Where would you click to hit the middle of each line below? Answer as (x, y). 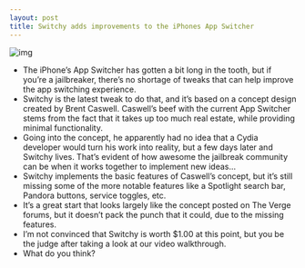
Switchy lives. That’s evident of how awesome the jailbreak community (155, 156)
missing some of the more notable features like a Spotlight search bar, (154, 185)
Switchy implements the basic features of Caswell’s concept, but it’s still (158, 176)
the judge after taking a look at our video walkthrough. (124, 243)
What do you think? (59, 253)
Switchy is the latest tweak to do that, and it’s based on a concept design (159, 99)
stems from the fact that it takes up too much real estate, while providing (159, 118)
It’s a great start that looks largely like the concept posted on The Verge (157, 204)
